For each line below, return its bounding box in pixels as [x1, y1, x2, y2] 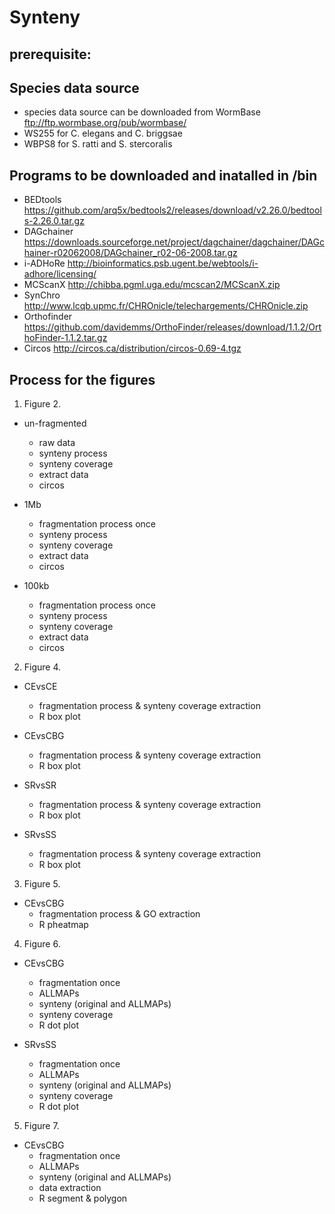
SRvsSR [23, 779, 57, 791]
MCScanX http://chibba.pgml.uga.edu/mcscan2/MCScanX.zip [23, 279, 281, 291]
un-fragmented [23, 417, 87, 430]
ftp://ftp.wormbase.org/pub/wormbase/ [23, 117, 187, 129]
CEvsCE [23, 681, 58, 693]
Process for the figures [9, 371, 156, 388]
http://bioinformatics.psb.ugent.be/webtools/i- [67, 257, 259, 270]
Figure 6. [23, 938, 61, 950]
